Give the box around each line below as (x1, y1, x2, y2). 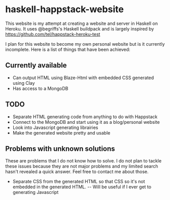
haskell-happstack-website (5, 4, 124, 15)
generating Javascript (12, 189, 59, 195)
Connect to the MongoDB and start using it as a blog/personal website (12, 119, 160, 125)
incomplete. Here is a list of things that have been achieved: (5, 46, 130, 52)
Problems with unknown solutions (5, 144, 115, 153)
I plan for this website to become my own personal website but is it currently (5, 41, 165, 47)
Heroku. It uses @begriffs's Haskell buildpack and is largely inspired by (5, 25, 154, 31)
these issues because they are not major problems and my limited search (5, 163, 158, 170)
